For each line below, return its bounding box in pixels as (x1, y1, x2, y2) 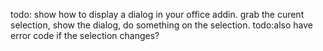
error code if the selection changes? (10, 30, 160, 41)
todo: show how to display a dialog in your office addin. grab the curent (10, 9, 305, 20)
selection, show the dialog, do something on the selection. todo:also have (10, 19, 313, 31)
